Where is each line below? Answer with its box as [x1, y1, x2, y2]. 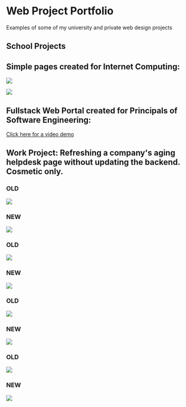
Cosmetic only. [6, 166, 64, 177]
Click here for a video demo [6, 130, 74, 138]
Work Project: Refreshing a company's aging [6, 148, 175, 158]
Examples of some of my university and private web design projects [6, 24, 172, 31]
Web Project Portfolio [6, 4, 114, 18]
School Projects [6, 41, 66, 51]
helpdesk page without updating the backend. [6, 157, 181, 168]
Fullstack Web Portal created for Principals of [6, 106, 178, 116]
